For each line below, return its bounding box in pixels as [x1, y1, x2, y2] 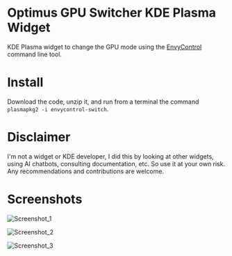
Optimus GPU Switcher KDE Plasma [7, 5, 217, 21]
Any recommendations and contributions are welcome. [7, 167, 165, 175]
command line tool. [7, 50, 63, 58]
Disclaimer [7, 129, 71, 145]
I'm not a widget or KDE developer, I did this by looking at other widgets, [7, 152, 214, 161]
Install [7, 74, 44, 90]
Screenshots [7, 191, 83, 207]
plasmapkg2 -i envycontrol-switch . [7, 104, 109, 113]
